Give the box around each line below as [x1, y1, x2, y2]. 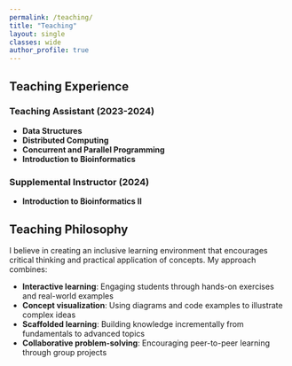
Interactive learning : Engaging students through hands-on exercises [21, 281, 275, 292]
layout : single [9, 29, 66, 38]
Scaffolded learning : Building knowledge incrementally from [21, 318, 244, 329]
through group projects [21, 347, 107, 357]
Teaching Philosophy [9, 222, 129, 237]
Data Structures [21, 125, 83, 136]
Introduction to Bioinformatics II [21, 196, 142, 206]
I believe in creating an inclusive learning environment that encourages [9, 245, 268, 255]
